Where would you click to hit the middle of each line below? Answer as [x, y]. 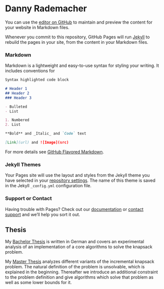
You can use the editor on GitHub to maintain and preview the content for [79, 22]
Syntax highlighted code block [37, 80]
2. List [13, 125]
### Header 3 [18, 98]
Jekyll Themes [23, 164]
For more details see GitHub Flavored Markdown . [55, 152]
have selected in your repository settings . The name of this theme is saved [80, 180]
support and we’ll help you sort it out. [43, 214]
